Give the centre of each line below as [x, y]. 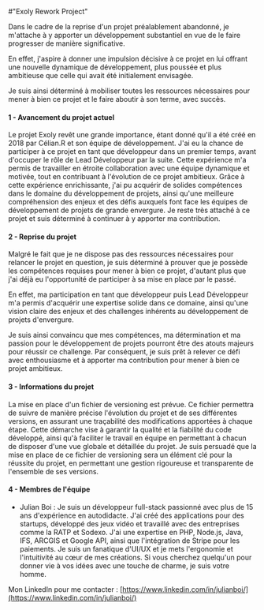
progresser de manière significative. [67, 43]
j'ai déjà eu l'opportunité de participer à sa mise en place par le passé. [122, 279]
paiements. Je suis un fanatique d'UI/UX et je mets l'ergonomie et [126, 548]
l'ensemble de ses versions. [54, 471]
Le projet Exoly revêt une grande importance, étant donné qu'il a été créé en [132, 135]
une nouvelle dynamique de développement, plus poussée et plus [115, 67]
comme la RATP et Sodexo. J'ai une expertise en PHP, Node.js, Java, [131, 532]
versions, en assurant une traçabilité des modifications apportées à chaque [130, 421]
